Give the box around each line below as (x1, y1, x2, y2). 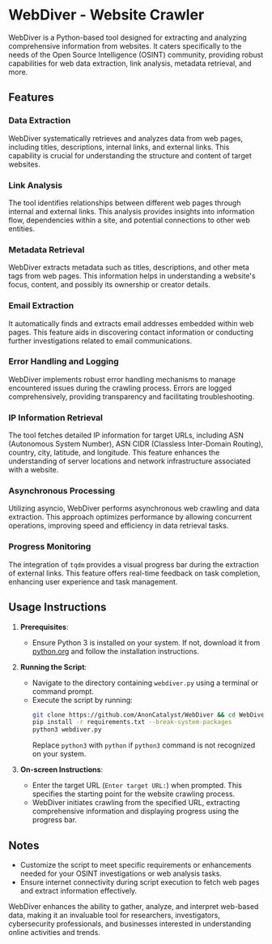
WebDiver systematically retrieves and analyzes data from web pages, (8, 133, 244, 143)
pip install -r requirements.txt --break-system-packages (32, 718, 232, 726)
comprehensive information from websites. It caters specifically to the (8, 41, 242, 50)
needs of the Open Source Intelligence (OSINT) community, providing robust (8, 50, 264, 59)
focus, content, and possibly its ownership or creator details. (8, 280, 210, 290)
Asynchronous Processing (8, 485, 116, 497)
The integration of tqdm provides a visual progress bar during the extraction (8, 559, 259, 569)
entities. (8, 223, 35, 233)
